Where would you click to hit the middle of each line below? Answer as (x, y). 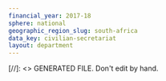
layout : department (41, 46)
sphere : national (37, 23)
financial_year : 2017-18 (50, 16)
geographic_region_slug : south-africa (73, 30)
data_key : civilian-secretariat (62, 38)
